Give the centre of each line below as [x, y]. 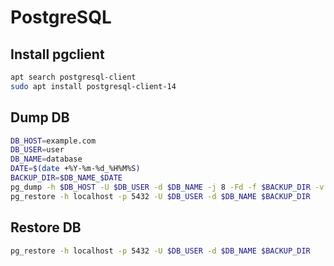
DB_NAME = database [46, 159]
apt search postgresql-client [73, 77]
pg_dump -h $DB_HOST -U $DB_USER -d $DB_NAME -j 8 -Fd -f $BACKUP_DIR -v [167, 187]
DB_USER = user [37, 150]
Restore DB [46, 227]
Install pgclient [57, 54]
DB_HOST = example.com [53, 141]
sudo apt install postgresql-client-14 [93, 86]
